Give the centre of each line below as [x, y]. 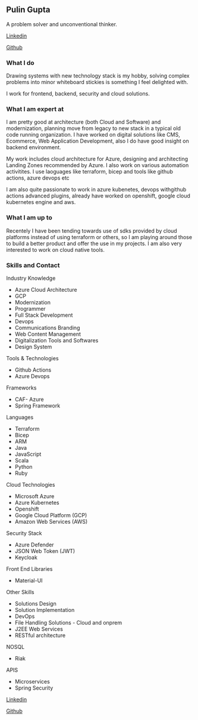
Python [23, 467]
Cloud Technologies [31, 485]
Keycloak [26, 557]
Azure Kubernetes [37, 503]
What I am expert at [35, 109]
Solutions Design [35, 604]
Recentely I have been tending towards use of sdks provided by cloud [92, 231]
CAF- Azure [29, 399]
